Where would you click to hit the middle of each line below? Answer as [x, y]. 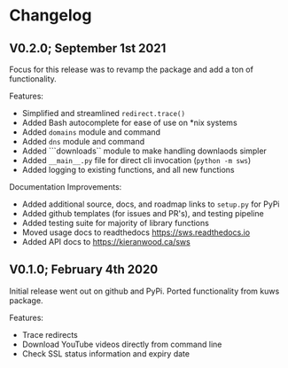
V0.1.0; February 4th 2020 [84, 270]
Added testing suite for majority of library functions [116, 223]
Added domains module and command [91, 132]
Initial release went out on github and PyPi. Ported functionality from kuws [144, 291]
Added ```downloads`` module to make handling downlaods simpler [144, 151]
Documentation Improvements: [66, 187]
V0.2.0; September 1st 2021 [88, 48]
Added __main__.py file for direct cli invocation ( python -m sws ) [136, 160]
